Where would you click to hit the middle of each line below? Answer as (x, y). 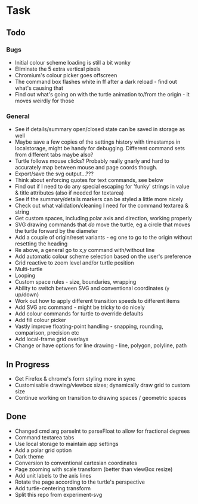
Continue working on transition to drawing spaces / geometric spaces (100, 397)
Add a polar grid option (43, 450)
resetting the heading (41, 244)
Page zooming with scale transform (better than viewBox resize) (94, 469)
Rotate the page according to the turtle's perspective (80, 482)
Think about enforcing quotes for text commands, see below (89, 180)
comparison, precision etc (47, 333)
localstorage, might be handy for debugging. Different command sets (100, 148)
